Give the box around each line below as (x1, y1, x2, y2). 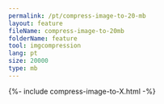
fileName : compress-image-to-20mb (8, 27, 125, 35)
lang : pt (8, 49, 38, 57)
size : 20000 (8, 57, 48, 65)
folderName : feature (8, 34, 78, 43)
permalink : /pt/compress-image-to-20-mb (8, 11, 147, 20)
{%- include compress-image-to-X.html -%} (8, 86, 156, 96)
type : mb (8, 64, 38, 73)
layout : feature (8, 19, 63, 27)
